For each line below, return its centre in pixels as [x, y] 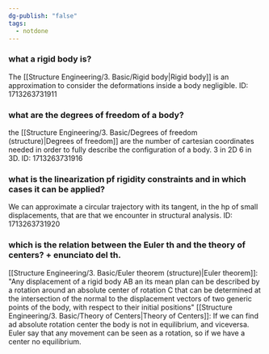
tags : [17, 23]
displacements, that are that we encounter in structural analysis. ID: [120, 216]
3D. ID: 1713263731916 [46, 158]
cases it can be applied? [57, 189]
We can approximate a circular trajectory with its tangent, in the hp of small [133, 207]
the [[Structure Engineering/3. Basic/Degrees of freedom [103, 132]
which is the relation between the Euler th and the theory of [127, 245]
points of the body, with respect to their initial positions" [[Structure [120, 307]
